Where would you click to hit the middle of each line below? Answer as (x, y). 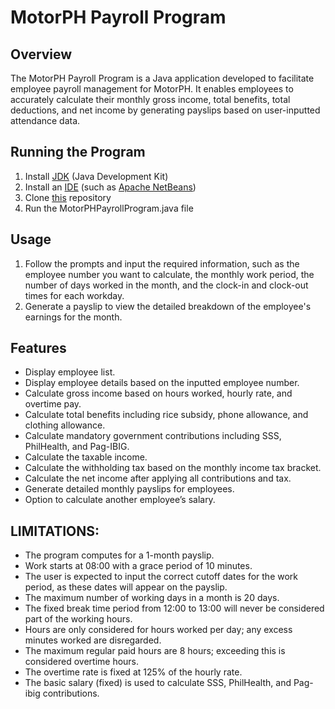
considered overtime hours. (82, 662)
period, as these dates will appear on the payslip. (126, 587)
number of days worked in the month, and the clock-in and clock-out (166, 285)
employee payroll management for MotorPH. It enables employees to (152, 89)
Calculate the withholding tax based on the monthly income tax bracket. (173, 468)
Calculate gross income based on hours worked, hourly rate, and (158, 393)
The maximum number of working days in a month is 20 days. (152, 598)
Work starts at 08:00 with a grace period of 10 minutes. (138, 566)
